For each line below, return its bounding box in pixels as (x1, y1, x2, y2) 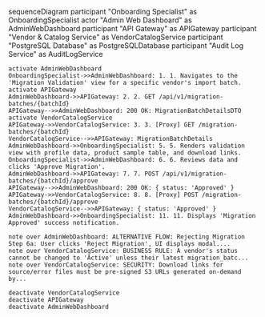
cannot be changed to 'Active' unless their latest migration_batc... (8, 254, 249, 262)
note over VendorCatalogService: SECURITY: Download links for (8, 261, 224, 269)
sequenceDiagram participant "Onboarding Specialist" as (8, 7, 198, 16)
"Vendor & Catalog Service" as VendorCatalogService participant (8, 32, 223, 42)
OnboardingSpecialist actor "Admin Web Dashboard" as (8, 15, 192, 25)
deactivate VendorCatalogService (8, 289, 120, 297)
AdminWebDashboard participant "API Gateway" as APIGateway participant (8, 24, 257, 33)
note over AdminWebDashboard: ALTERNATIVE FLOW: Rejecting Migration (8, 233, 246, 241)
